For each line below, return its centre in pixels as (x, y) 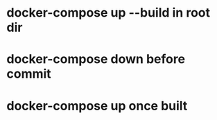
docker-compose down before (96, 59)
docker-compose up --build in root (108, 13)
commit (29, 74)
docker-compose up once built (97, 106)
